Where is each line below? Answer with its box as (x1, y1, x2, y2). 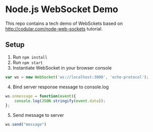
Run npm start (12, 59, 43, 65)
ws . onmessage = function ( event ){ (5, 93, 76, 98)
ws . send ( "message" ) (5, 122, 47, 127)
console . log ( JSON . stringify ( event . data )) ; (14, 98, 106, 104)
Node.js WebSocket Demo (5, 4, 118, 15)
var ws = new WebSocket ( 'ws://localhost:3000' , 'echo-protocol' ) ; (5, 75, 149, 80)
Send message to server (12, 112, 65, 118)
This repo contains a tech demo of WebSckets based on (5, 20, 123, 26)
